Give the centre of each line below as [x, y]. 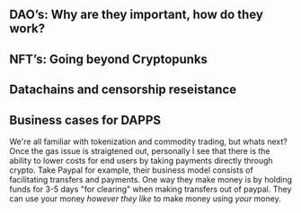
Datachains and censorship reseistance [123, 90]
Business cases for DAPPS [85, 120]
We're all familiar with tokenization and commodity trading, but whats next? [148, 141]
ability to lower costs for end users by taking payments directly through [142, 160]
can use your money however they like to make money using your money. [145, 198]
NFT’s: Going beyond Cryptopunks [109, 59]
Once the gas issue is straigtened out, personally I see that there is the [140, 150]
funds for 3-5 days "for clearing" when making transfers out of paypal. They [150, 189]
